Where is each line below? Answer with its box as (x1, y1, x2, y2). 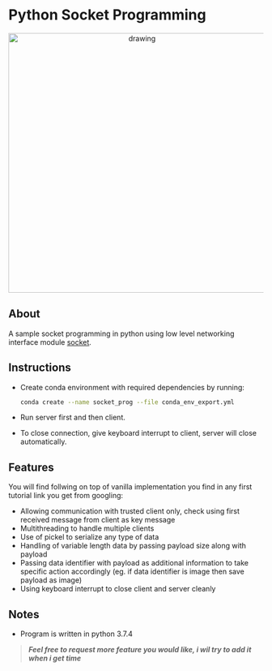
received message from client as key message (19, 515, 176, 525)
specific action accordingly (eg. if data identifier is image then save (19, 566, 244, 577)
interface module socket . (8, 337, 91, 346)
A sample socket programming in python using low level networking (8, 329, 235, 338)
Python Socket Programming (8, 6, 206, 24)
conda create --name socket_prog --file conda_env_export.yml (19, 398, 235, 406)
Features (8, 460, 54, 474)
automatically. (19, 437, 67, 447)
